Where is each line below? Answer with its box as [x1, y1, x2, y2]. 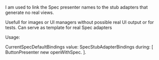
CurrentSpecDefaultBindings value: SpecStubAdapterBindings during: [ [5, 44, 153, 49]
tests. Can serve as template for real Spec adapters [5, 24, 112, 30]
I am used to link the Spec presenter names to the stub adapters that [5, 4, 148, 10]
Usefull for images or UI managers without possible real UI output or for [5, 19, 154, 25]
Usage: [5, 34, 20, 40]
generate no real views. [5, 9, 55, 15]
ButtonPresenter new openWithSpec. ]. [5, 49, 87, 55]
